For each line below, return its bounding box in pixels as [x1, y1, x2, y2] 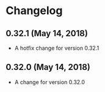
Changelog [5, 4, 63, 18]
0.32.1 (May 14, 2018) [5, 28, 88, 39]
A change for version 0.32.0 [14, 78, 85, 86]
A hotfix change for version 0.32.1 [14, 44, 100, 52]
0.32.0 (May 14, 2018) [5, 62, 91, 72]
